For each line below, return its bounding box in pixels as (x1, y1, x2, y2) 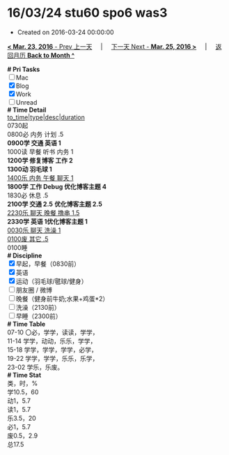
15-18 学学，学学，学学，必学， (7, 345, 97, 354)
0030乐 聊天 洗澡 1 (7, 225, 61, 234)
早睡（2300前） (16, 312, 62, 320)
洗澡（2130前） (16, 303, 61, 311)
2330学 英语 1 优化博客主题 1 (7, 217, 88, 225)
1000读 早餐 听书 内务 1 (7, 147, 74, 156)
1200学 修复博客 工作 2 (7, 156, 73, 165)
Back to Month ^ (26, 51, 75, 59)
